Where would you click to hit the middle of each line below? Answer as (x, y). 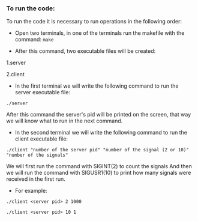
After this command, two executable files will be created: (85, 51)
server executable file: (43, 92)
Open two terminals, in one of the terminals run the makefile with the (100, 33)
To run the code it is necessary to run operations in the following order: (94, 22)
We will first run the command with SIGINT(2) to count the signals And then (99, 166)
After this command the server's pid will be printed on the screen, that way (99, 115)
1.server (16, 63)
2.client (16, 74)
